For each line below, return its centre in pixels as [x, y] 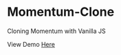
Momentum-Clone [61, 12]
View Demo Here [31, 44]
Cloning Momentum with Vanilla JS [56, 31]
